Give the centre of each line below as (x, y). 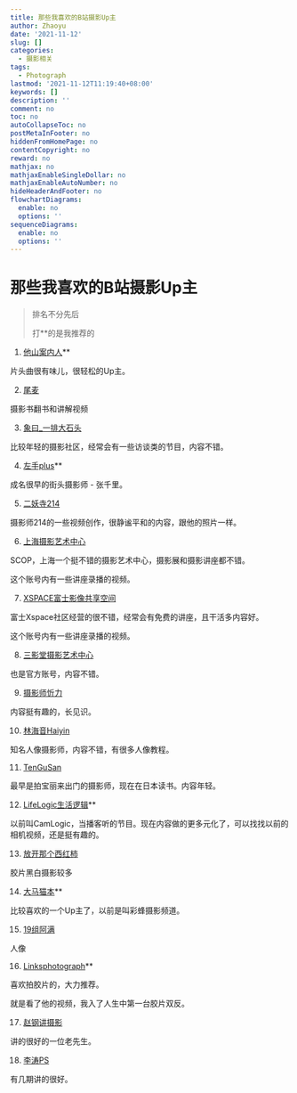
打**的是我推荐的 (63, 333)
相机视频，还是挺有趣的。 (57, 835)
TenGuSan (42, 768)
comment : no (32, 109)
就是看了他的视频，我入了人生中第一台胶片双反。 (100, 1004)
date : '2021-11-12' (46, 34)
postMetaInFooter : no (50, 134)
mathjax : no (32, 167)
